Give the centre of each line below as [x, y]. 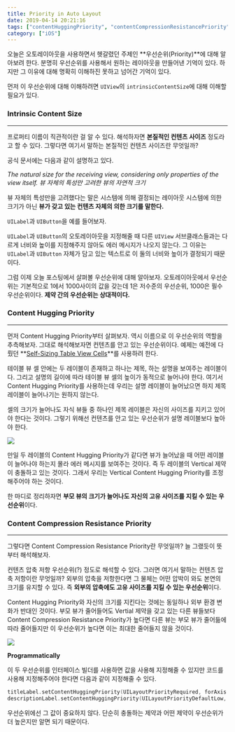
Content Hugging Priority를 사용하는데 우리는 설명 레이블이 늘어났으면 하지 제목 [117, 385]
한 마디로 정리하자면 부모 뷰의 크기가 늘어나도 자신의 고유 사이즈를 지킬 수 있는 [112, 496]
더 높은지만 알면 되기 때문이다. [48, 721]
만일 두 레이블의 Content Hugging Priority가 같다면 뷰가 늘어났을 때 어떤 [107, 455]
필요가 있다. [23, 95]
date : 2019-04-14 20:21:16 [47, 20]
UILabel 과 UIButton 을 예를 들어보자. [57, 221]
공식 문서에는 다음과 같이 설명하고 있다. [60, 160]
